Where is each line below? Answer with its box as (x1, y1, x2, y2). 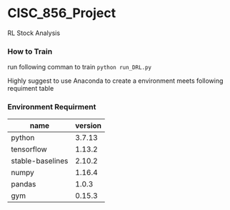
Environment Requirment (7, 102, 96, 112)
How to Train (7, 46, 53, 56)
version (74, 120, 102, 130)
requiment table (7, 84, 54, 93)
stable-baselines (11, 156, 69, 166)
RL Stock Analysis (7, 29, 61, 37)
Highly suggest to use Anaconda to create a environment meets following (7, 76, 224, 85)
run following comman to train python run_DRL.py (7, 63, 152, 71)
